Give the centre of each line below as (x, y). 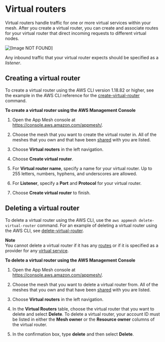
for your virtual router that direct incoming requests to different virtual (76, 33)
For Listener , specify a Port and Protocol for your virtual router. (77, 183)
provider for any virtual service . (37, 250)
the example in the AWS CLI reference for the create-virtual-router (72, 95)
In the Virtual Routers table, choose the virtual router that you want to (83, 308)
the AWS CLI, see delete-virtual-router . (45, 231)
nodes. (12, 38)
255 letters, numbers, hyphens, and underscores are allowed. (75, 173)
